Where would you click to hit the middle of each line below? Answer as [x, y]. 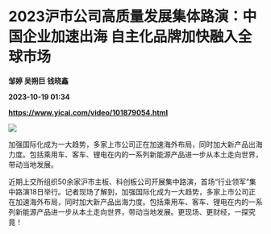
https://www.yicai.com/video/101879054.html [88, 112]
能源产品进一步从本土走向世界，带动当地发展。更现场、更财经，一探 [135, 211]
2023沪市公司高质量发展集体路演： [126, 17]
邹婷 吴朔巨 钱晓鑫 [38, 81]
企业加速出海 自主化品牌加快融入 [130, 37]
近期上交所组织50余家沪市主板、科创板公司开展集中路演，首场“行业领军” [129, 182]
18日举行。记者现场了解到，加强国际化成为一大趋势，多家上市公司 [139, 191]
